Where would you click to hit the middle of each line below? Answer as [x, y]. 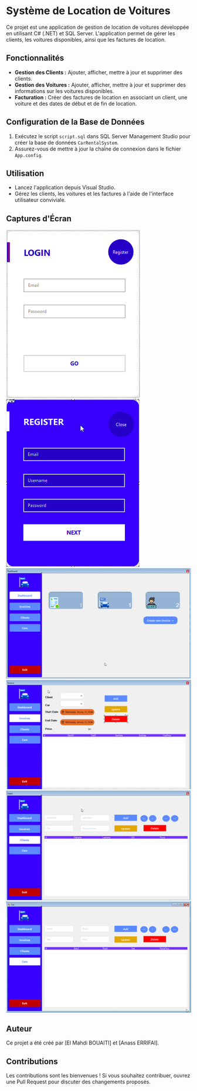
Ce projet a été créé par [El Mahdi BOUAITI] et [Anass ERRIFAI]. [83, 1043]
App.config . [28, 155]
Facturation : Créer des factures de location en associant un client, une [101, 97]
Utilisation [25, 173]
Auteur [19, 1029]
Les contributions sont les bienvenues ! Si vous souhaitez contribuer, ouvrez [98, 1076]
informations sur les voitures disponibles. [64, 91]
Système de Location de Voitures [89, 11]
